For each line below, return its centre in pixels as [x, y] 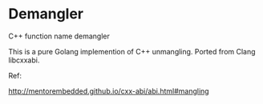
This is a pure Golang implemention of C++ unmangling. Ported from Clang [132, 51]
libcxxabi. [24, 60]
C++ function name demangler [59, 36]
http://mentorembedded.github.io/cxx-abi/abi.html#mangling [109, 91]
